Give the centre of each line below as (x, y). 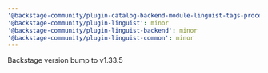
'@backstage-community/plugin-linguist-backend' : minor (102, 30)
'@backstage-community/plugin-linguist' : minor (88, 23)
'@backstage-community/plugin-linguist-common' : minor (101, 38)
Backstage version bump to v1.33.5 (65, 60)
